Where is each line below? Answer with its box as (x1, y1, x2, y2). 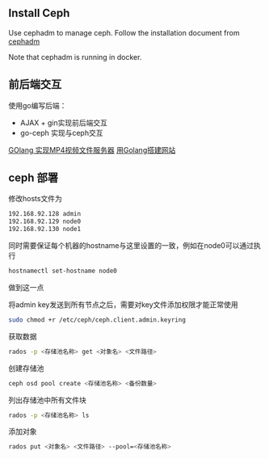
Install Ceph (8, 6, 70, 20)
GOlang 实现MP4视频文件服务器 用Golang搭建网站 (8, 145, 176, 154)
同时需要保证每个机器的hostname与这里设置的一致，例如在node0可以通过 (8, 241, 254, 251)
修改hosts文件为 (8, 194, 62, 204)
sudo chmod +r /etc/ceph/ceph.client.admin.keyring (8, 315, 186, 324)
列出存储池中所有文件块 (8, 395, 86, 405)
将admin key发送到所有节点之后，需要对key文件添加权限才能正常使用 (8, 299, 238, 310)
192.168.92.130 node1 (8, 225, 82, 234)
